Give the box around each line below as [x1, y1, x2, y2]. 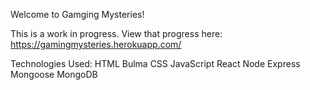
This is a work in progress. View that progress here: [10, 28, 223, 39]
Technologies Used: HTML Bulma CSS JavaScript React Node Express [10, 58, 301, 69]
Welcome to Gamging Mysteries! [10, 9, 145, 20]
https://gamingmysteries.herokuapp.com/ [10, 39, 182, 50]
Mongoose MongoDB [10, 69, 98, 80]
